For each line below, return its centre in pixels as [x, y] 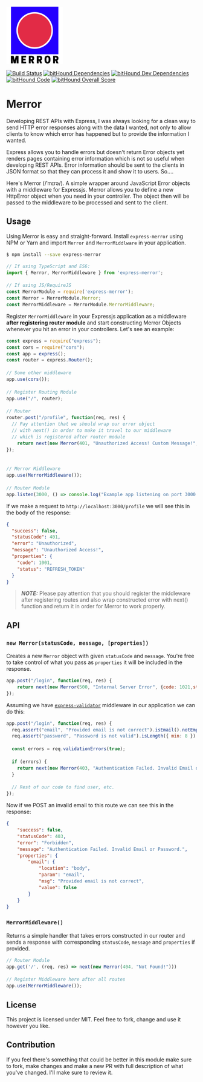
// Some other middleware [39, 373]
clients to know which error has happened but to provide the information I [98, 133]
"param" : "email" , [62, 875]
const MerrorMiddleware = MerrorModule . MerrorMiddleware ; [81, 304]
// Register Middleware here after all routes [66, 980]
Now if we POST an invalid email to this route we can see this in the [90, 805]
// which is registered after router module [69, 437]
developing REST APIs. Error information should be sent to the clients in [95, 165]
